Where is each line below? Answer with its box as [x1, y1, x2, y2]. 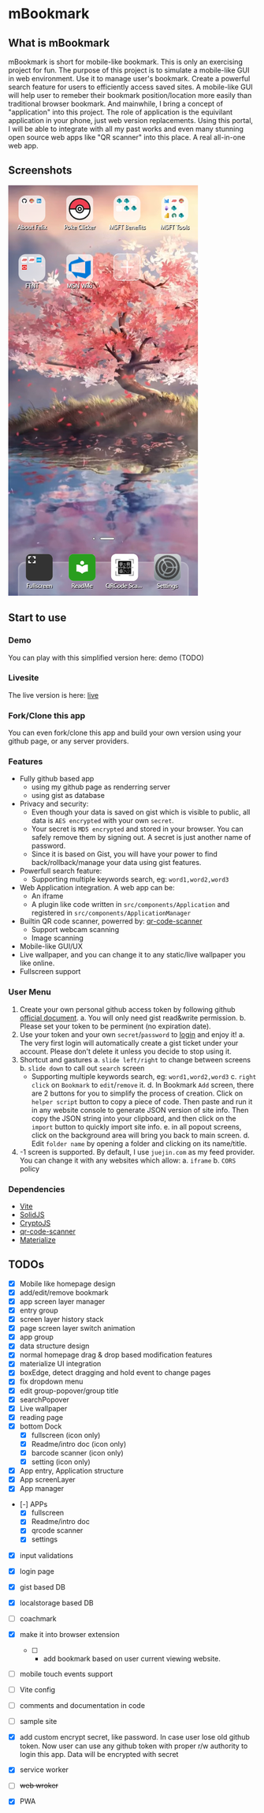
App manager [19, 1484, 65, 1493]
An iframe [31, 891, 64, 901]
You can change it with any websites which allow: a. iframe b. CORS [19, 1156, 236, 1165]
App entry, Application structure [19, 1466, 124, 1476]
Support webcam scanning [31, 925, 120, 935]
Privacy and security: [19, 799, 89, 809]
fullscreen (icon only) [31, 1430, 101, 1440]
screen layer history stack [19, 1315, 104, 1324]
